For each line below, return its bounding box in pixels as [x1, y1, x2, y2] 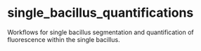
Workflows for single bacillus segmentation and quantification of [7, 28, 195, 36]
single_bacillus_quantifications [7, 5, 194, 21]
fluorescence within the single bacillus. [7, 35, 121, 43]
